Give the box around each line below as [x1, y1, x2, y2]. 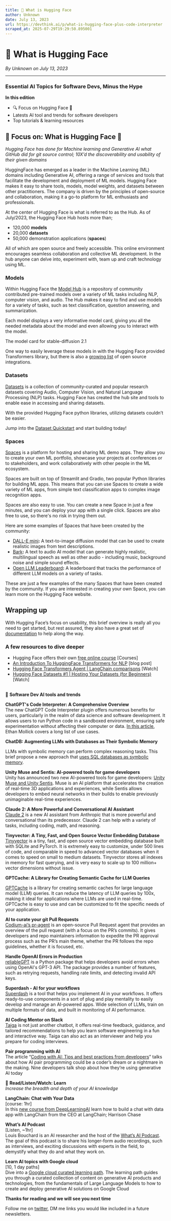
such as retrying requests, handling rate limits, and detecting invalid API [5, 970, 156, 976]
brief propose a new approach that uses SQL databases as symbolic [5, 753, 149, 759]
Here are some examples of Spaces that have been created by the [5, 522, 144, 529]
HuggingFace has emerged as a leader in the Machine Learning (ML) [5, 167, 150, 173]
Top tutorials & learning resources [12, 118, 84, 124]
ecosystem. [5, 466, 30, 472]
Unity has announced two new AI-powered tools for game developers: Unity [5, 774, 165, 780]
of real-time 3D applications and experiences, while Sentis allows [5, 785, 142, 791]
